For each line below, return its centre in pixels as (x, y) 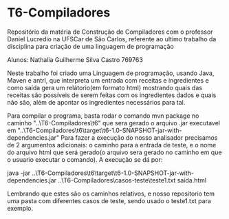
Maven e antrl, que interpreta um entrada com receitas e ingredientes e (108, 80)
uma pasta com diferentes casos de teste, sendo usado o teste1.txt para (109, 200)
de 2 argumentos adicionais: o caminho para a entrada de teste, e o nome (112, 145)
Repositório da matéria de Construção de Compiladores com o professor (110, 32)
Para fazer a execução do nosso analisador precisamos (139, 137)
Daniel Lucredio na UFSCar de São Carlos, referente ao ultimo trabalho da (112, 39)
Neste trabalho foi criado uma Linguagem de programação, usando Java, (111, 73)
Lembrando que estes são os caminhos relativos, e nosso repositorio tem (111, 194)
